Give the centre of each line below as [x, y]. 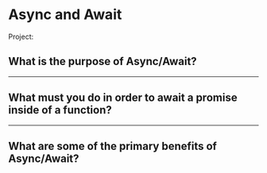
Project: [21, 37]
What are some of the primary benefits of [112, 146]
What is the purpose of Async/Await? [103, 62]
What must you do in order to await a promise [123, 98]
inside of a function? [60, 110]
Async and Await [65, 15]
